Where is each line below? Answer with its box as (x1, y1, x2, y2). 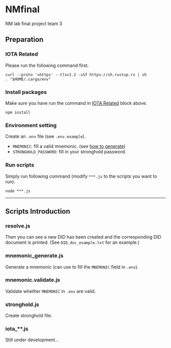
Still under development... (5, 337, 60, 343)
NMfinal (5, 4, 40, 15)
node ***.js (5, 188, 31, 194)
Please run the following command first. (5, 62, 89, 68)
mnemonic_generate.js (5, 252, 64, 259)
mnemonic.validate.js (5, 276, 60, 284)
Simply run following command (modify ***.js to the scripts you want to (5, 173, 157, 179)
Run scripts (5, 161, 35, 169)
